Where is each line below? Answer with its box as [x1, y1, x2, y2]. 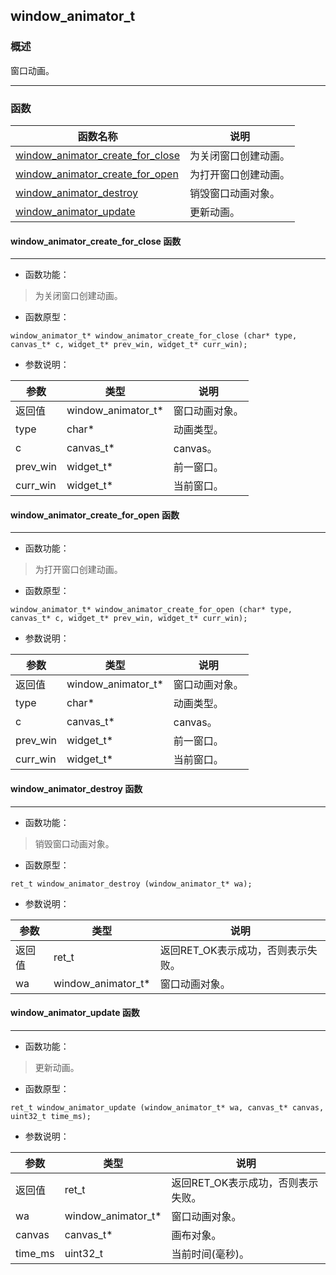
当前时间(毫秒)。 [171, 1247, 250, 1261]
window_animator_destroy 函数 [10, 782, 143, 794]
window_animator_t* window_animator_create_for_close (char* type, [10, 331, 298, 341]
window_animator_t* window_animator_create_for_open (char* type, [10, 605, 293, 615]
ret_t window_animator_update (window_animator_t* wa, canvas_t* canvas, [10, 1102, 325, 1113]
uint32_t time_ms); [10, 1111, 92, 1121]
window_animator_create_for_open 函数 [10, 509, 180, 521]
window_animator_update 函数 [10, 1007, 140, 1019]
